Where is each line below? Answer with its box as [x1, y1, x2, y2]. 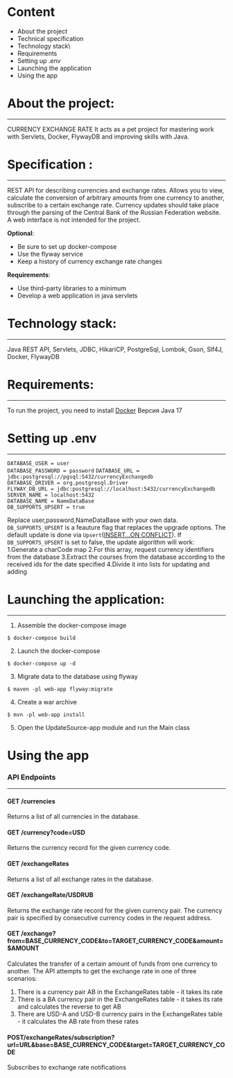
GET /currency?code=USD [7, 828, 85, 836]
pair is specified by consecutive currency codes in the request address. [7, 913, 212, 922]
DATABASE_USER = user [7, 460, 70, 467]
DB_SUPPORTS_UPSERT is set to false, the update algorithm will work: [7, 538, 195, 546]
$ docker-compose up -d [7, 660, 76, 667]
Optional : [7, 229, 35, 237]
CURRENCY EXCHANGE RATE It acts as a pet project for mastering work [7, 125, 214, 133]
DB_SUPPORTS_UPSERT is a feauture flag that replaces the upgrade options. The [7, 523, 226, 531]
